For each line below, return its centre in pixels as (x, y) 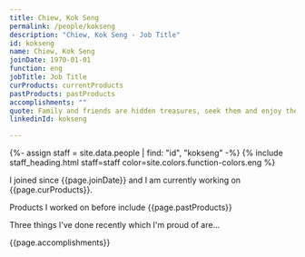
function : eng (36, 69)
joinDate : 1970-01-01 (50, 60)
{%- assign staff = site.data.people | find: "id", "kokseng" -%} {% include (146, 153)
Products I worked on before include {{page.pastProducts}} (121, 208)
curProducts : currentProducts (67, 85)
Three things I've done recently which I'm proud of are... (115, 225)
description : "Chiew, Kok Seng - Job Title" (95, 35)
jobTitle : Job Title (49, 77)
